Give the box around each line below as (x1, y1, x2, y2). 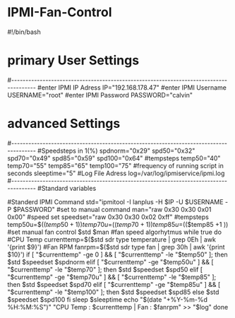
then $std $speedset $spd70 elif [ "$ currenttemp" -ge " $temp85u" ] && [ (7, 280, 221, 288)
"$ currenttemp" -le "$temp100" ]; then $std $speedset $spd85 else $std (7, 288, 219, 296)
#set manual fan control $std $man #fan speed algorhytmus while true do (7, 228, 222, 236)
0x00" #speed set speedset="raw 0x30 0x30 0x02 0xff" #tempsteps (7, 213, 210, 221)
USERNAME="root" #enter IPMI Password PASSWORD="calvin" (7, 90, 193, 99)
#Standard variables (37, 184, 97, 192)
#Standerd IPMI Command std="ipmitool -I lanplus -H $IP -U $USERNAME (7, 197, 224, 206)
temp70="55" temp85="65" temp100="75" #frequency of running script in (7, 161, 224, 170)
